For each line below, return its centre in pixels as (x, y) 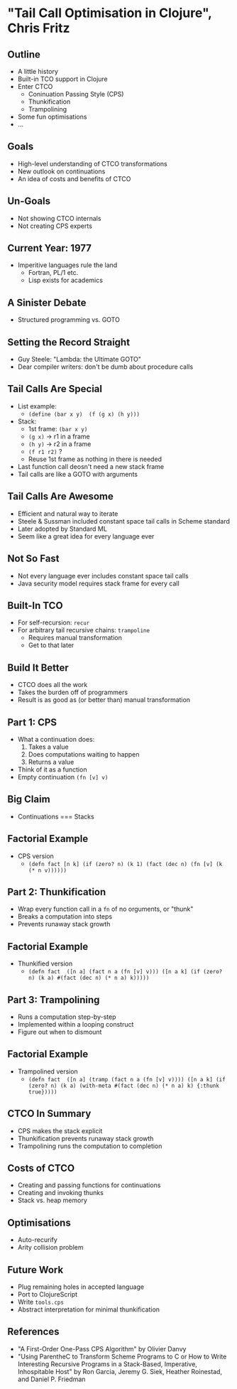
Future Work (35, 1270)
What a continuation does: (56, 739)
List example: (37, 406)
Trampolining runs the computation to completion (90, 1146)
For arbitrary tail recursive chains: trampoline (84, 630)
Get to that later (51, 645)
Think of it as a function (52, 769)
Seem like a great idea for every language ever (86, 536)
